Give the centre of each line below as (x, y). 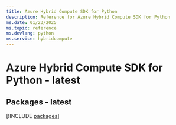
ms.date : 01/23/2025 (32, 22)
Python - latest (43, 80)
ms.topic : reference (32, 28)
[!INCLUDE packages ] (33, 116)
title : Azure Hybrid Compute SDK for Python (62, 11)
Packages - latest (39, 102)
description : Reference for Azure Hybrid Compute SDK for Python (88, 17)
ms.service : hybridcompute (39, 39)
